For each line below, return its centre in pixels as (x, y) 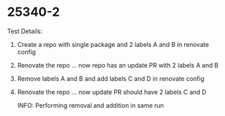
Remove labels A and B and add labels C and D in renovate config (111, 78)
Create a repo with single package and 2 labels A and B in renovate (113, 44)
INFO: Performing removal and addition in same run (90, 105)
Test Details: (25, 31)
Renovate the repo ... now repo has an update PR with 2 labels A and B (118, 65)
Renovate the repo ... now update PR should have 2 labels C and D (111, 92)
